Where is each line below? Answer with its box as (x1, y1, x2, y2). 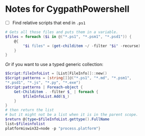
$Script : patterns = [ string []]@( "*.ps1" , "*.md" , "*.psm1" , (5, 75, 132, 81)
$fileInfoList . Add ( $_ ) (23, 94, 70, 99)
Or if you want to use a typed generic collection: (5, 62, 103, 68)
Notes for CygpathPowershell (5, 3, 130, 15)
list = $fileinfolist (5, 121, 46, 126)
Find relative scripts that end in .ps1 (12, 20, 86, 26)
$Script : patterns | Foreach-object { (5, 85, 83, 90)
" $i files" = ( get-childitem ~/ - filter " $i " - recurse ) (23, 43, 141, 48)
